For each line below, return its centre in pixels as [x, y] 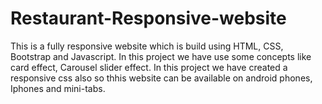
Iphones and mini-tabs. [58, 88]
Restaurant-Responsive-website [148, 18]
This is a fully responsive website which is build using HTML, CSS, [147, 46]
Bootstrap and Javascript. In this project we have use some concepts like [161, 56]
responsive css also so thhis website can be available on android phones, [161, 78]
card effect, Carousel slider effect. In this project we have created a [149, 67]
